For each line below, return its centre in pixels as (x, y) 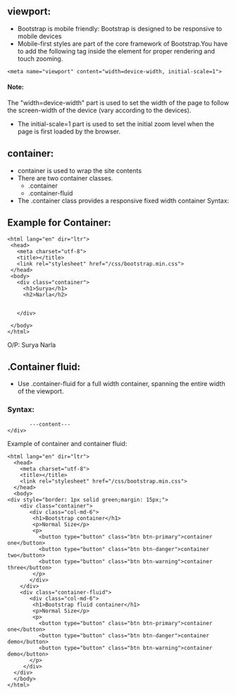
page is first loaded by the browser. (69, 132)
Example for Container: (59, 223)
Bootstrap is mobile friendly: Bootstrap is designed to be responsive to (120, 28)
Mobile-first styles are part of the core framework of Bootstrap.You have (123, 43)
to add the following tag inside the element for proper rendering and (116, 51)
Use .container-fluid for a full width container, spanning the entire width (121, 384)
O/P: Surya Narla (32, 344)
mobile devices (39, 36)
